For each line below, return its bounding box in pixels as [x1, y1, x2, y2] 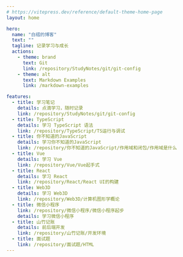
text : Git [22, 59, 48, 66]
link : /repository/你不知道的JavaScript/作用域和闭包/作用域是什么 [17, 145, 177, 151]
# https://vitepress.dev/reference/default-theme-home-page [6, 9, 163, 15]
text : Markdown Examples [22, 77, 86, 83]
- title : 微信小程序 [12, 201, 60, 208]
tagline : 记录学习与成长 [12, 43, 69, 49]
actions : [12, 48, 34, 55]
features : [6, 94, 32, 100]
